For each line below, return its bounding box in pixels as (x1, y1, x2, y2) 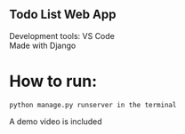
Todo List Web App (9, 7, 117, 22)
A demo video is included (9, 115, 102, 127)
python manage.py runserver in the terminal (9, 100, 177, 109)
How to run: (9, 71, 98, 91)
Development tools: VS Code (9, 30, 116, 41)
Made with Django (9, 40, 76, 51)
